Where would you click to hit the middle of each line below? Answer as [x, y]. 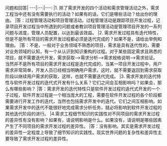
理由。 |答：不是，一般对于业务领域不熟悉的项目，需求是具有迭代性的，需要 [83, 45]
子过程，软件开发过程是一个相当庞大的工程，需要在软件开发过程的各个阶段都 [83, 95]
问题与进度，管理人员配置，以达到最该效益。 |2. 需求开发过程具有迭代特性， [83, 33]
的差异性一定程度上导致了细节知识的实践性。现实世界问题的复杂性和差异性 [81, 132]
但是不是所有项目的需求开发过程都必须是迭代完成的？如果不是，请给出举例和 [83, 39]
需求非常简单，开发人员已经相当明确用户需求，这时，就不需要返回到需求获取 [83, 70]
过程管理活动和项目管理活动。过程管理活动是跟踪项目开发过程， [90, 20]
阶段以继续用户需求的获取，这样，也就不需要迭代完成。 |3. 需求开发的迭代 [81, 76]
